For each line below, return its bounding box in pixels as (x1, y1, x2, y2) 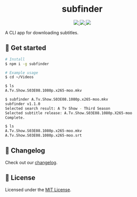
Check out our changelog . (5, 159, 58, 165)
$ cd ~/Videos (5, 75, 34, 80)
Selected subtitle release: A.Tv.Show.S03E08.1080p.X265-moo (5, 110, 133, 115)
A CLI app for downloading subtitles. (5, 29, 79, 35)
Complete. (5, 115, 25, 120)
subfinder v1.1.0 (5, 101, 41, 106)
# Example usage (5, 70, 38, 75)
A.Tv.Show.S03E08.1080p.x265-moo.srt (5, 133, 82, 138)
